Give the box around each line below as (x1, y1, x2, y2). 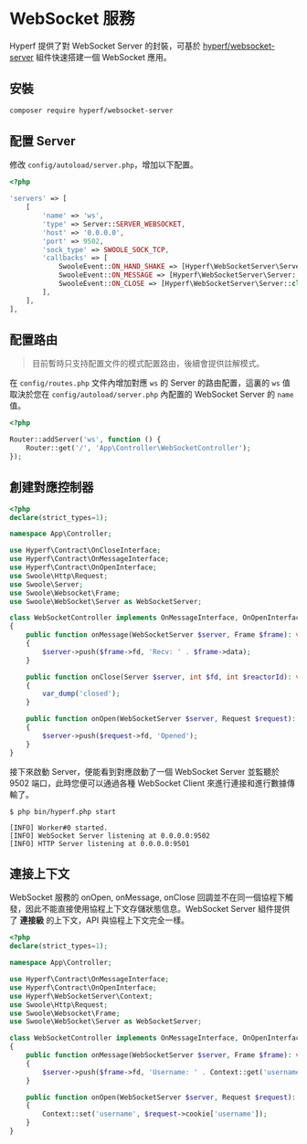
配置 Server (9, 133, 76, 149)
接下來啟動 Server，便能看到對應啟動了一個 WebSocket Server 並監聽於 (9, 766, 281, 777)
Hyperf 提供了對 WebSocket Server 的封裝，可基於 (9, 40, 201, 51)
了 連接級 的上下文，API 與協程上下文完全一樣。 (9, 915, 190, 926)
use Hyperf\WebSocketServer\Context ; (9, 991, 153, 1001)
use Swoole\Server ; (9, 579, 84, 589)
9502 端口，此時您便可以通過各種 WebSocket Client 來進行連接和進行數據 (9, 778, 288, 789)
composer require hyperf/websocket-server (9, 106, 174, 115)
